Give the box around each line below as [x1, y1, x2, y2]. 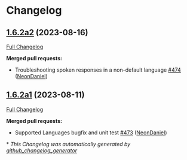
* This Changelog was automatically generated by [6, 140, 131, 147]
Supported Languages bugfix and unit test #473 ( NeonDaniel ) [14, 129, 167, 136]
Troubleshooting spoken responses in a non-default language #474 [14, 66, 181, 73]
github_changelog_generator [6, 147, 78, 154]
